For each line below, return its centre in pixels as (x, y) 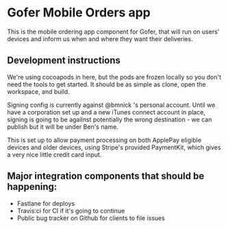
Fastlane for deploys (46, 203)
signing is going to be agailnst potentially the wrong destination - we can (110, 119)
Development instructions (64, 61)
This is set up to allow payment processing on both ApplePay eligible (104, 140)
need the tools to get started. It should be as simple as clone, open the (107, 84)
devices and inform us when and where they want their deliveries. (100, 38)
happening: (32, 187)
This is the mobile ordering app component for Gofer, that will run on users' (113, 32)
